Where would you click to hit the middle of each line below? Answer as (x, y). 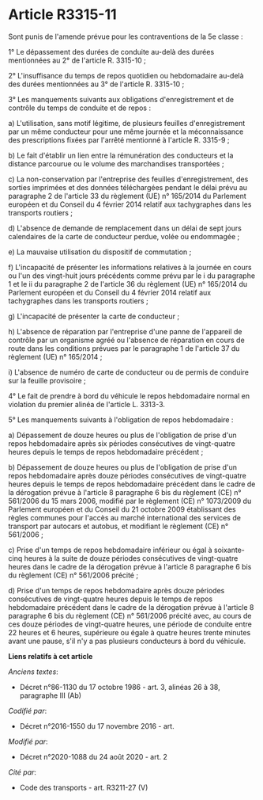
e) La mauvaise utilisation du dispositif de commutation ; (100, 252)
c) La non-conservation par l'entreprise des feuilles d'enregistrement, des (128, 179)
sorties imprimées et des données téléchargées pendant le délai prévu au (128, 187)
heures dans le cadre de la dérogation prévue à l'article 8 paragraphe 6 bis (130, 566)
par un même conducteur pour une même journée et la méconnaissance (126, 131)
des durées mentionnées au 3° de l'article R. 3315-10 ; (96, 84)
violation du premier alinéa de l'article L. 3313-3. (87, 404)
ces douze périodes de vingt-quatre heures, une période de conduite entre (130, 624)
